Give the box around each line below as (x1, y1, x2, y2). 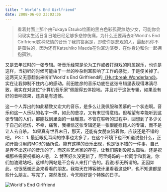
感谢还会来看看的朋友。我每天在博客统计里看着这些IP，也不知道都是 (22, 165, 162, 172)
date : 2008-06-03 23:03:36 (5, 12, 61, 17)
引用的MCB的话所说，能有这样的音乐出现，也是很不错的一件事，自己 (18, 140, 159, 147)
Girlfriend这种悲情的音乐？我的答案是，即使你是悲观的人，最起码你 (17, 38, 155, 45)
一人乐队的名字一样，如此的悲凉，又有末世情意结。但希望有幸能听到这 (18, 109, 162, 115)
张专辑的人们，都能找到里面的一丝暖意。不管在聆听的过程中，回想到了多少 (5, 115, 158, 122)
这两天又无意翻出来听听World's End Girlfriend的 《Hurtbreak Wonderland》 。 (5, 74, 161, 80)
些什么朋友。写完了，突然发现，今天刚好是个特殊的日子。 (5, 172, 123, 178)
